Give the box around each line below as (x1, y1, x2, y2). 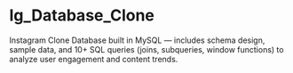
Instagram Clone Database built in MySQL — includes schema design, (9, 35, 265, 45)
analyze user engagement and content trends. (9, 53, 178, 64)
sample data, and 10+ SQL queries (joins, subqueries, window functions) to (9, 44, 284, 54)
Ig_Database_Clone (9, 5, 155, 26)
